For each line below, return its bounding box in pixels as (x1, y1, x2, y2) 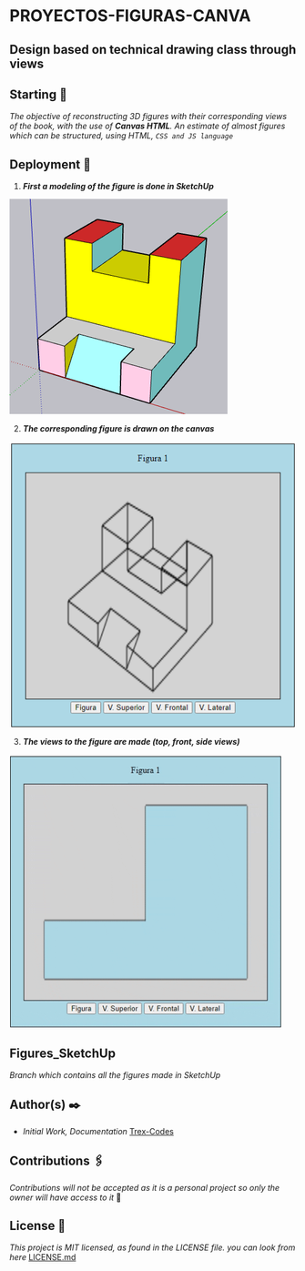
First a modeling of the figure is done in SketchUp (22, 181, 214, 192)
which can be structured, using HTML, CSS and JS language (9, 130, 234, 141)
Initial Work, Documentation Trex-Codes (22, 1125, 175, 1136)
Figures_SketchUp (9, 1045, 117, 1061)
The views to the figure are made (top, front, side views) (22, 737, 240, 747)
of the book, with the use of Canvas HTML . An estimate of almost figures (9, 120, 286, 132)
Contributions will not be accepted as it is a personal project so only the (9, 1182, 280, 1193)
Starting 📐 (9, 86, 68, 102)
